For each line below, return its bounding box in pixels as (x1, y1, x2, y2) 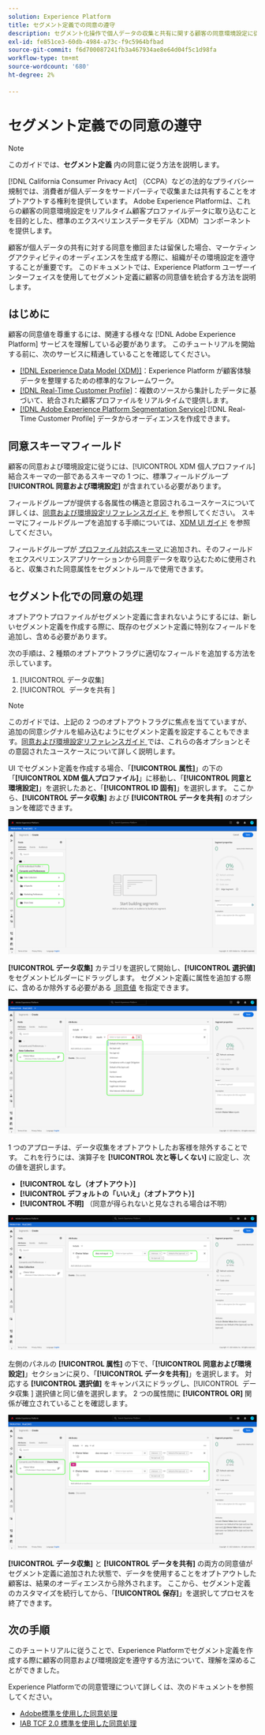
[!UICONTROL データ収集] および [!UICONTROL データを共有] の (22, 793, 233, 802)
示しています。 (8, 659, 57, 667)
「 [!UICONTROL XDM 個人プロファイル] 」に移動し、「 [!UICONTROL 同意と (8, 773, 252, 783)
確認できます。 (28, 803, 77, 812)
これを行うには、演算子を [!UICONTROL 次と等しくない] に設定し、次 (23, 1153, 251, 1162)
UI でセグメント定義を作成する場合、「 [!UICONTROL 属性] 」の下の (8, 764, 223, 772)
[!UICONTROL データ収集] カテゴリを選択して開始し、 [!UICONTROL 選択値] (8, 963, 256, 972)
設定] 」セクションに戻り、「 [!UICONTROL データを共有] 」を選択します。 (8, 1369, 244, 1378)
